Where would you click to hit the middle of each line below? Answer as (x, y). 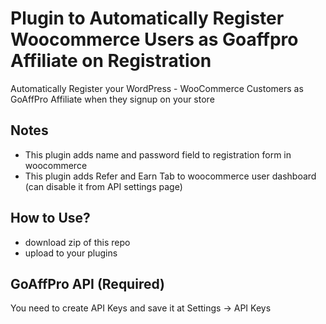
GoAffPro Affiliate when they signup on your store (112, 99)
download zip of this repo (77, 242)
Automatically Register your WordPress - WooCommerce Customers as (157, 88)
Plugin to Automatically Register (147, 18)
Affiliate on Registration (111, 61)
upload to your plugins (71, 253)
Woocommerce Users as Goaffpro (154, 39)
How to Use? (50, 218)
